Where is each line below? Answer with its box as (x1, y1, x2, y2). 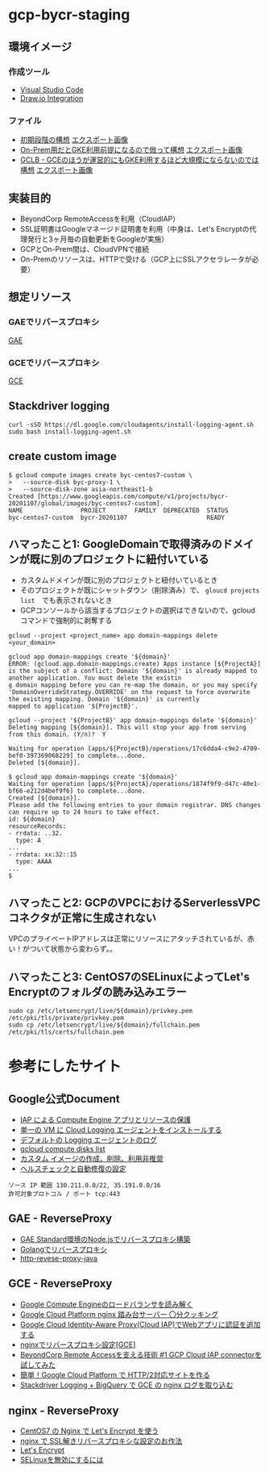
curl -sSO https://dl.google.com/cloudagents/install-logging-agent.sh (8, 420, 254, 429)
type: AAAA (15, 858, 52, 866)
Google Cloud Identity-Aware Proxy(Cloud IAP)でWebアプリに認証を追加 (19, 1319, 261, 1329)
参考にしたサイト (8, 1057, 122, 1076)
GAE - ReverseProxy (8, 1212, 113, 1226)
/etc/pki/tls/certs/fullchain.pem (8, 1028, 125, 1036)
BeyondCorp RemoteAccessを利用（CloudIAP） (19, 214, 180, 224)
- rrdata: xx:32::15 (8, 851, 78, 859)
